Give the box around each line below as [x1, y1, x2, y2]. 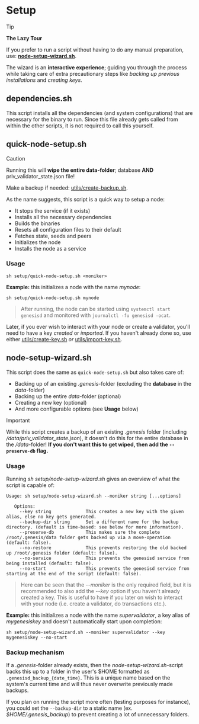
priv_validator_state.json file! [6, 172, 75, 180]
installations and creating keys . [6, 76, 83, 84]
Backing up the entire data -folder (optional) [14, 392, 121, 400]
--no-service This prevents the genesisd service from [19, 555, 190, 561]
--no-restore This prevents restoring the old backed [19, 544, 187, 551]
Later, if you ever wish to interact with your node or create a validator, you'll [6, 323, 191, 330]
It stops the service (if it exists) [14, 207, 91, 214]
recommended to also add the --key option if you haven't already [20, 587, 181, 594]
